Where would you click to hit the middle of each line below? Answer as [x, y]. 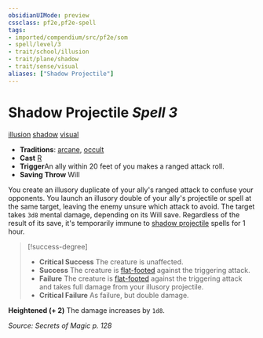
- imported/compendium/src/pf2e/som [68, 37]
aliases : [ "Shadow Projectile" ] [61, 74]
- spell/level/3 [35, 45]
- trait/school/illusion [49, 52]
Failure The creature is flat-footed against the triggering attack [141, 278]
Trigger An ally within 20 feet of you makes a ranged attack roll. [122, 166]
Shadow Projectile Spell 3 [93, 113]
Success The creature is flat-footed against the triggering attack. [144, 270]
